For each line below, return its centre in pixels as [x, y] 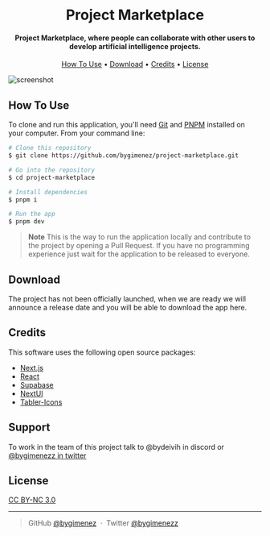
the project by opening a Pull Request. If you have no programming [139, 246]
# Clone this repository [50, 148]
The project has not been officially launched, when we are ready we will [127, 299]
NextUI [31, 393]
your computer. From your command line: [77, 133]
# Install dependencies [48, 192]
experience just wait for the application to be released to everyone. [139, 254]
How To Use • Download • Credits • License [135, 64]
